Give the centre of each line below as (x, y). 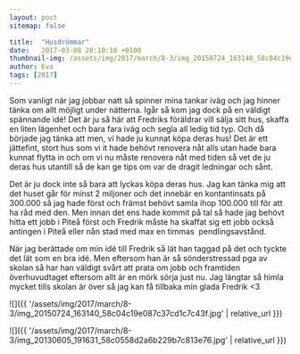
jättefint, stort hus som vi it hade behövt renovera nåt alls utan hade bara (143, 147)
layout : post (33, 17)
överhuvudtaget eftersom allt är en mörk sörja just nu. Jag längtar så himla (146, 276)
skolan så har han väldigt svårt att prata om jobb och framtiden (125, 268)
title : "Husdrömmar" (50, 42)
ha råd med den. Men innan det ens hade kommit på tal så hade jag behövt (147, 212)
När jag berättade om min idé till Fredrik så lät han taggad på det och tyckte (148, 248)
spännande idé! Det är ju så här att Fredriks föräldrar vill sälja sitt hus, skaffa (149, 119)
